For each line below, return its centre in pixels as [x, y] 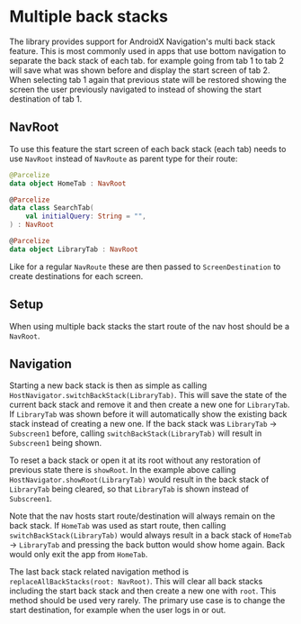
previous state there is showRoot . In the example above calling [123, 470]
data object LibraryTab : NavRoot [74, 249]
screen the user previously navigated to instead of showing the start [136, 89]
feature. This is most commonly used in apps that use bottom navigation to [148, 50]
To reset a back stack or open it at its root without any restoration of [135, 460]
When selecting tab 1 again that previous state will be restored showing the [148, 79]
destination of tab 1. [46, 99]
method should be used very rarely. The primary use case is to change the [147, 601]
